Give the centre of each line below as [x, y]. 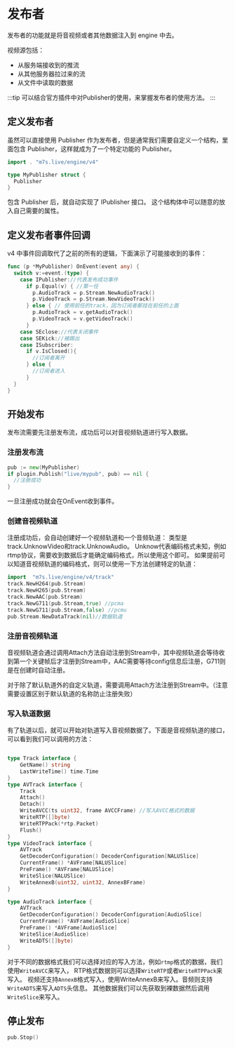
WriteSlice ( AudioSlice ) [55, 934]
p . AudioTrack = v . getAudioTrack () [83, 312]
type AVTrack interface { [45, 784]
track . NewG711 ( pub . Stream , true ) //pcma [66, 603]
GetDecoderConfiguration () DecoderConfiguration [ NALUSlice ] [109, 856]
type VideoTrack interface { [50, 843]
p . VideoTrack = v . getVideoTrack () [83, 319]
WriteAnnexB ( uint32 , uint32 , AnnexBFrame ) [83, 882]
